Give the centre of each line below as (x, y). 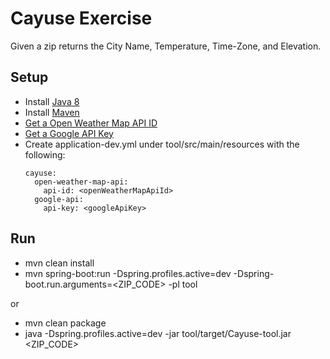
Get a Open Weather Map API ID (91, 123)
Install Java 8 (52, 101)
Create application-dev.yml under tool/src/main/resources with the (162, 144)
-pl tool (183, 284)
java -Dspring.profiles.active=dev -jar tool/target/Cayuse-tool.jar (158, 333)
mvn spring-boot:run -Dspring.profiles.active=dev (128, 273)
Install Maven (52, 112)
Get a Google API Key (69, 133)
